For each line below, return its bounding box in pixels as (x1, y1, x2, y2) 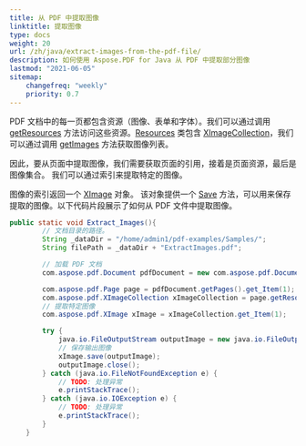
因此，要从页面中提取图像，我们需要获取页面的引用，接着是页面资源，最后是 (9, 157, 297, 168)
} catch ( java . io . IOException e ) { (42, 394, 178, 403)
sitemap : (9, 73, 43, 82)
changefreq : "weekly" (25, 81, 107, 90)
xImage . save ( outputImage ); (57, 351, 161, 360)
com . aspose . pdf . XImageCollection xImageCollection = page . (42, 293, 271, 302)
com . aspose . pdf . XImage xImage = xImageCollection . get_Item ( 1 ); (42, 310, 287, 319)
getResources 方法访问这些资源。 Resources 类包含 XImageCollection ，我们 (9, 127, 294, 137)
